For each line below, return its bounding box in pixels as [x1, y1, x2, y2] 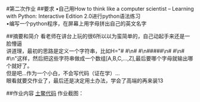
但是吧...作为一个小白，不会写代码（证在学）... [6, 70, 121, 76]
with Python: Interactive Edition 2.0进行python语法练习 [6, 12, 141, 20]
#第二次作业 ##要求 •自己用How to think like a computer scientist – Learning [6, 5, 194, 12]
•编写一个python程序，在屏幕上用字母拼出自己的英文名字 [6, 20, 147, 27]
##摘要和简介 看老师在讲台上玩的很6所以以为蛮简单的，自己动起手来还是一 [6, 33, 190, 40]
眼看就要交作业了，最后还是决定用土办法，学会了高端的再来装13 [6, 77, 164, 84]
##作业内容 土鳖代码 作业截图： [6, 90, 84, 97]
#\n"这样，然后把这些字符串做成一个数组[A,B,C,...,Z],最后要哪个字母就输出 [6, 55, 188, 62]
